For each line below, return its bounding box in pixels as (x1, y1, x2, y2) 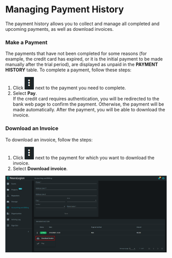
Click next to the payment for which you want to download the (12, 154, 155, 161)
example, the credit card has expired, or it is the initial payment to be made (5, 56, 163, 62)
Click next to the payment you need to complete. (12, 85, 126, 91)
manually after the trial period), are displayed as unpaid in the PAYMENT (5, 62, 158, 68)
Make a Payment (5, 38, 48, 46)
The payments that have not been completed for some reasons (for (5, 50, 147, 57)
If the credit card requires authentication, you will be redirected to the (12, 96, 160, 102)
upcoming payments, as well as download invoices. (5, 26, 114, 32)
